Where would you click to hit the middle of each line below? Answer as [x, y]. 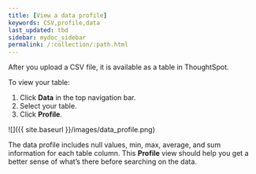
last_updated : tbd [38, 30]
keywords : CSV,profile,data [54, 23]
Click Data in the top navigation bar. [78, 98]
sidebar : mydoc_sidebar [47, 37]
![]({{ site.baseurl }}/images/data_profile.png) [82, 130]
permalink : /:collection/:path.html [68, 45]
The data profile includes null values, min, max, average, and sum [115, 145]
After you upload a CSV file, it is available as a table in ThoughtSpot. [119, 67]
